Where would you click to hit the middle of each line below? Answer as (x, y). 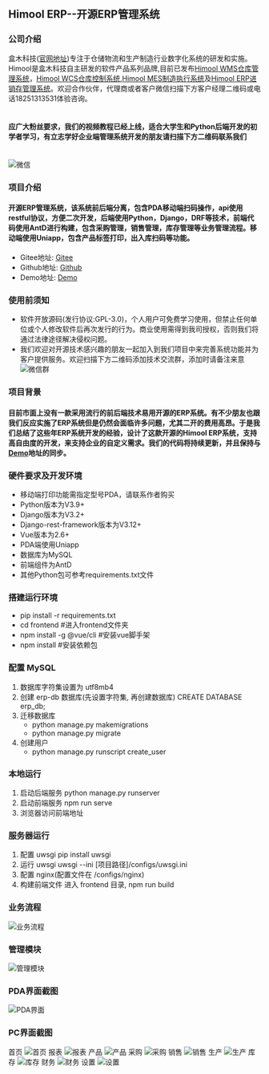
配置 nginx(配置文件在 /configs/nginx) (82, 875)
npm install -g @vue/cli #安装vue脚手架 (85, 635)
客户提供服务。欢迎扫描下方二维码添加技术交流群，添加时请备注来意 (132, 359)
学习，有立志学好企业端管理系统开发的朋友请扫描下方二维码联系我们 (134, 137)
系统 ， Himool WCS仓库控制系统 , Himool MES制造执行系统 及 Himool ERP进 (136, 78)
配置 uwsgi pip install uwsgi (65, 855)
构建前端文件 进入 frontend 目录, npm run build (97, 885)
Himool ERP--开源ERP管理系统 (84, 14)
